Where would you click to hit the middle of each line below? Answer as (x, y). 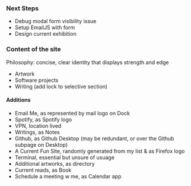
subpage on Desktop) (41, 144)
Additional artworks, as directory (55, 163)
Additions (18, 100)
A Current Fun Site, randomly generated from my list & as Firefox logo (100, 151)
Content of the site (34, 49)
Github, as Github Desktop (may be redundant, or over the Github (94, 138)
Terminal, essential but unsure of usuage (64, 157)
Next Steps (23, 8)
